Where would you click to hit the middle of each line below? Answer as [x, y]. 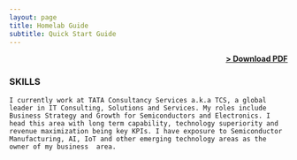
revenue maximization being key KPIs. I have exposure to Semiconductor [146, 131]
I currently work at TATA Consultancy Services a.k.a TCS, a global [138, 100]
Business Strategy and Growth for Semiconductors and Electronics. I [140, 116]
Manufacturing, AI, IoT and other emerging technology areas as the [138, 139]
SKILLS [25, 82]
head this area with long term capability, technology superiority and [144, 123]
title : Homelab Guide [49, 26]
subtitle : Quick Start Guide [63, 34]
